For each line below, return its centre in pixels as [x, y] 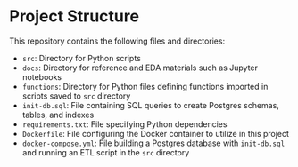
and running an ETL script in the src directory [106, 152]
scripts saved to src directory [76, 96]
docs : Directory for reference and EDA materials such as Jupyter [140, 68]
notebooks [42, 76]
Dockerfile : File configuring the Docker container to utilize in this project [156, 133]
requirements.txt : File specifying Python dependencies [124, 124]
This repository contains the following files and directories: [117, 41]
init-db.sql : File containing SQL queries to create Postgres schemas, [150, 105]
